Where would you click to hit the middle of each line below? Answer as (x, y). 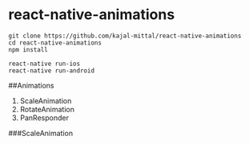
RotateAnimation (47, 109)
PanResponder (44, 118)
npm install (28, 49)
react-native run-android (51, 70)
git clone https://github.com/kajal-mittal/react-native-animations (125, 36)
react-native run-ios (44, 64)
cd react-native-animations (55, 43)
